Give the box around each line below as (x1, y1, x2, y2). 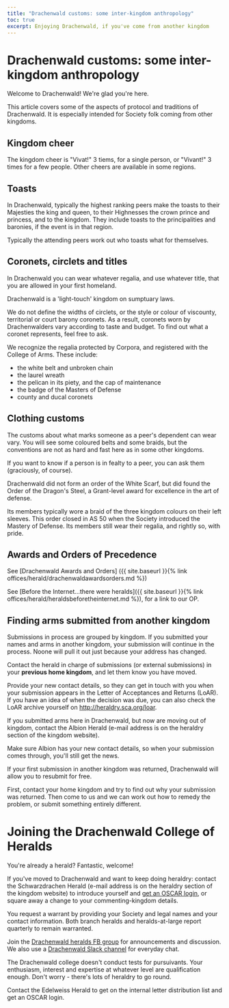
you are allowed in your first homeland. (7, 281, 117, 289)
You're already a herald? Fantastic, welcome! (7, 861, 134, 869)
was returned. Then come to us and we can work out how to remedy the (7, 793, 211, 801)
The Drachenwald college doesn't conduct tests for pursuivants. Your (7, 958, 203, 967)
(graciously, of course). (7, 466, 73, 474)
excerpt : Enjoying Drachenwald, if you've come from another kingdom (7, 23, 210, 29)
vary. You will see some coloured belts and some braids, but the (7, 438, 188, 446)
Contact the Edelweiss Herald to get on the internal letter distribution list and (7, 986, 222, 994)
